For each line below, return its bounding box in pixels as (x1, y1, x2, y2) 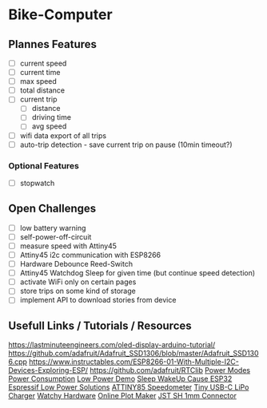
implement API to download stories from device (19, 295, 177, 305)
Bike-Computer (8, 6, 114, 24)
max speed (19, 77, 58, 86)
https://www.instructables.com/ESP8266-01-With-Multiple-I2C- (29, 357, 240, 366)
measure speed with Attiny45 (19, 241, 118, 251)
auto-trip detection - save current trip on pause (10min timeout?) (19, 140, 233, 149)
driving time (31, 113, 72, 122)
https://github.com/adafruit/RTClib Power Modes (90, 366, 250, 375)
